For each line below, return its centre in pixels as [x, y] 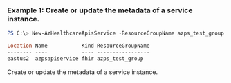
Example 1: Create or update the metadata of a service [100, 10]
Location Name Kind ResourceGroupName [78, 46]
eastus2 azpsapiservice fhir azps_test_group [75, 58]
